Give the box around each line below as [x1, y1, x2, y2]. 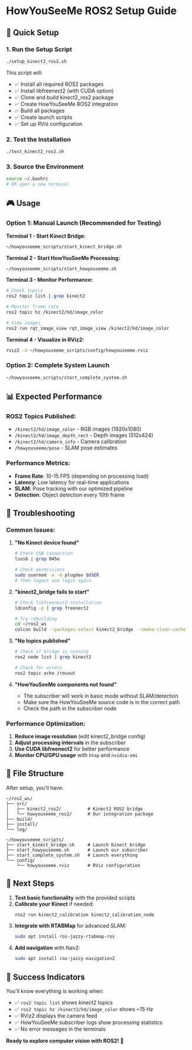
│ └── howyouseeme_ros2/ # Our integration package [6, 811, 154, 817]
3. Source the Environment [6, 162, 84, 171]
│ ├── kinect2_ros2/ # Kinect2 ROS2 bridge [6, 806, 143, 812]
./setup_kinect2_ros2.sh [6, 58, 67, 64]
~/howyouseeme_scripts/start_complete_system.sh [6, 375, 127, 381]
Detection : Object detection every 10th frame [14, 491, 125, 498]
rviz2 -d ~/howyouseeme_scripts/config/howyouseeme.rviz [6, 347, 149, 354]
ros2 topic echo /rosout [14, 670, 76, 676]
